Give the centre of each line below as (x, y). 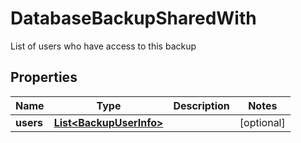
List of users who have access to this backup (103, 46)
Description (201, 105)
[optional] (262, 122)
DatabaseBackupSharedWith (133, 18)
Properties (44, 77)
